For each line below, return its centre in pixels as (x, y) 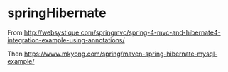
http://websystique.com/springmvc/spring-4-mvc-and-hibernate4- (123, 32)
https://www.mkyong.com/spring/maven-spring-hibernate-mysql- (121, 54)
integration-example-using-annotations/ (66, 40)
